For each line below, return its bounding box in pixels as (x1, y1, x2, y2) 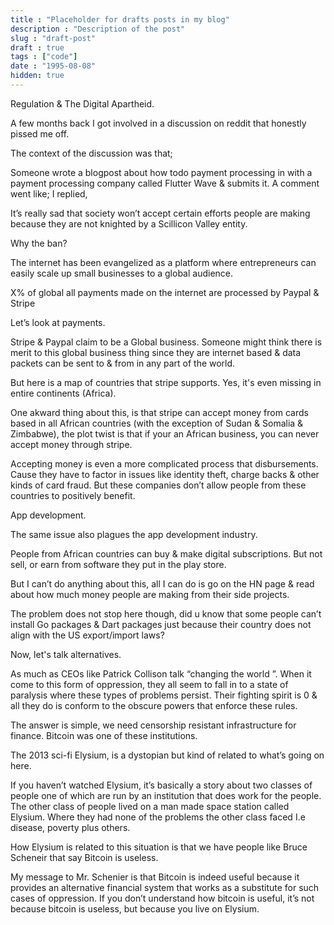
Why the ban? (10, 237, 68, 249)
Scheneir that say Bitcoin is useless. (10, 851, 159, 863)
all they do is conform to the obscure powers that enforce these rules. (10, 699, 298, 711)
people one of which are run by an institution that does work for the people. (10, 789, 322, 801)
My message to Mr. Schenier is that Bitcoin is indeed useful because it (10, 871, 300, 883)
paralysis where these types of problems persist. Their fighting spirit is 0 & (10, 689, 318, 701)
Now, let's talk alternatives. (10, 648, 122, 660)
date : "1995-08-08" (10, 61, 97, 71)
